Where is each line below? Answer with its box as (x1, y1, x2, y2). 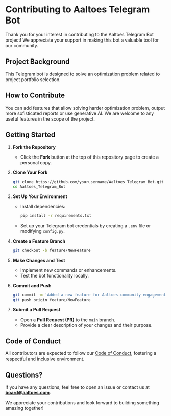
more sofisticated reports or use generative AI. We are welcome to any (5, 110, 154, 116)
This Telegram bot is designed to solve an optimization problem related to (5, 71, 160, 77)
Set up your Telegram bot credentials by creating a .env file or (20, 223, 151, 229)
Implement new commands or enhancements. (20, 267, 117, 273)
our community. (5, 42, 38, 48)
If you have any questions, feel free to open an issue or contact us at (5, 384, 150, 390)
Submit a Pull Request (12, 306, 60, 312)
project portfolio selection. (5, 76, 61, 83)
